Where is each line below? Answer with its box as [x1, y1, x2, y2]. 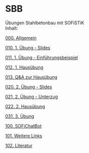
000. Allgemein [5, 35, 37, 41]
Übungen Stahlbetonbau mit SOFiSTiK [5, 20, 84, 26]
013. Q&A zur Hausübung [5, 74, 58, 80]
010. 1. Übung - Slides [5, 44, 50, 50]
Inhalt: [5, 25, 19, 31]
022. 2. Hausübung [5, 103, 45, 109]
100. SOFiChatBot [5, 123, 42, 129]
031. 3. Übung [5, 113, 34, 119]
